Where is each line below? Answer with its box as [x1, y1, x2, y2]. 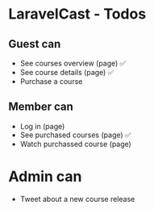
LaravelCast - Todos [8, 5, 147, 23]
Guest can [8, 37, 61, 51]
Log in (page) [19, 121, 65, 131]
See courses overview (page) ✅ [19, 58, 127, 68]
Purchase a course [19, 77, 83, 86]
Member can [8, 100, 74, 114]
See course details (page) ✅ [19, 68, 114, 77]
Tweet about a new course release [19, 194, 135, 204]
